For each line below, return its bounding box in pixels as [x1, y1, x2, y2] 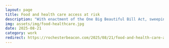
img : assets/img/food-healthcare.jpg [5, 21, 84, 26]
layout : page [5, 7, 33, 12]
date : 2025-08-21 [5, 26, 42, 31]
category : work [5, 30, 37, 35]
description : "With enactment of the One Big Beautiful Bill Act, [5, 16, 147, 21]
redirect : [5, 35, 26, 40]
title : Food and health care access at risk [5, 12, 100, 17]
